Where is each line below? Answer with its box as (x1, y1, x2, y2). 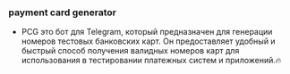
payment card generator (8, 6, 117, 19)
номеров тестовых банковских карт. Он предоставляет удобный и (21, 36, 276, 46)
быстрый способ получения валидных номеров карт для (21, 45, 240, 56)
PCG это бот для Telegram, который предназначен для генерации (21, 27, 273, 37)
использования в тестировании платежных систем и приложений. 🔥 (21, 55, 282, 66)
